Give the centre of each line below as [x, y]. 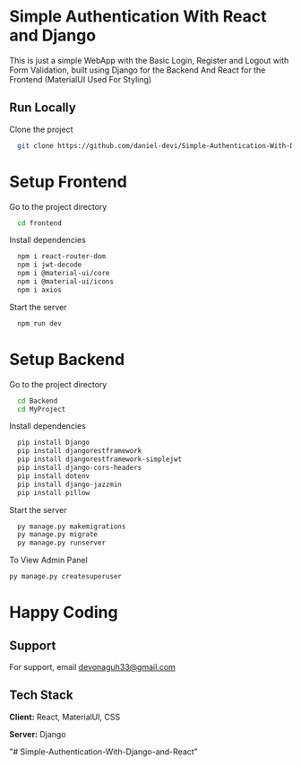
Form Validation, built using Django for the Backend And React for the [138, 70]
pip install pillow [54, 492]
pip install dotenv [54, 476]
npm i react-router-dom [61, 257]
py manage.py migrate [58, 535]
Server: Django [38, 734]
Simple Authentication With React [138, 17]
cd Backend [38, 401]
